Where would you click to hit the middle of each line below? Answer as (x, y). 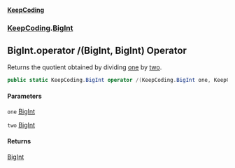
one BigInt (21, 111)
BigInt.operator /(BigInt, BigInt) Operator (97, 50)
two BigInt (21, 125)
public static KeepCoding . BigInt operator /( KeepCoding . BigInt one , (109, 80)
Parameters (24, 96)
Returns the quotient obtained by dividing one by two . (85, 67)
